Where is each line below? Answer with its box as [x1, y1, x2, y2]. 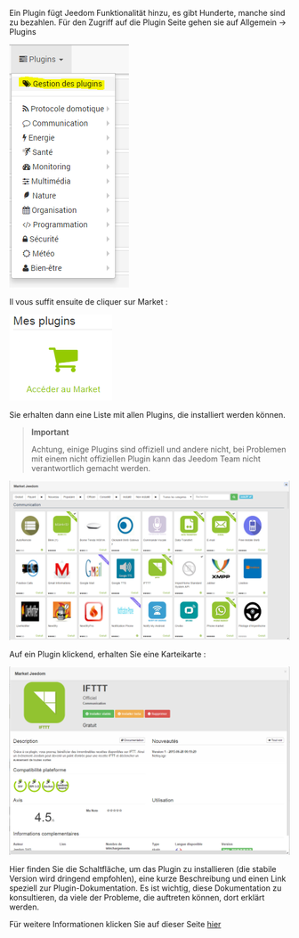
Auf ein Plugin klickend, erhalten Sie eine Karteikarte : [9, 649, 206, 660]
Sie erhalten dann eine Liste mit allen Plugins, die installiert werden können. [9, 410, 287, 420]
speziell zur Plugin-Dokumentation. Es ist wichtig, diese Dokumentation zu [9, 882, 282, 893]
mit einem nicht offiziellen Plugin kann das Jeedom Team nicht [30, 453, 261, 464]
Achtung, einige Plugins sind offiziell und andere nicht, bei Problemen [30, 445, 287, 454]
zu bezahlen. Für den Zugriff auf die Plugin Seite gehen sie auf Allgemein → [9, 17, 287, 28]
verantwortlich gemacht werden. [30, 463, 151, 473]
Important [30, 427, 69, 437]
